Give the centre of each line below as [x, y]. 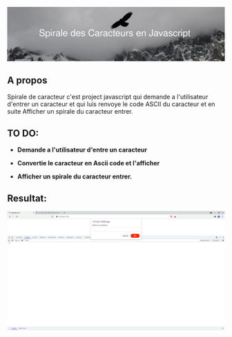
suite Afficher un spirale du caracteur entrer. [70, 112]
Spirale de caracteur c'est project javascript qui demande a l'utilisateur [108, 97]
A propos [27, 80]
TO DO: [23, 133]
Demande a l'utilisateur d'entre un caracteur [82, 150]
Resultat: [27, 198]
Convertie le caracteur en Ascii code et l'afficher [88, 163]
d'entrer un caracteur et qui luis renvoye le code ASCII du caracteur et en [111, 104]
